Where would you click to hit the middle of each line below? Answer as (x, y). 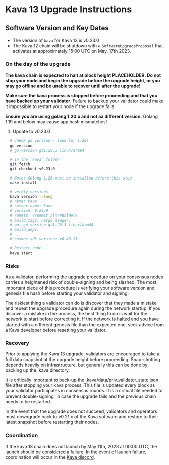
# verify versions (29, 192)
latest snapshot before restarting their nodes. (52, 422)
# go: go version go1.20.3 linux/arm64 (52, 225)
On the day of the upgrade (38, 64)
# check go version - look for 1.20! (49, 141)
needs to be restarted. (28, 402)
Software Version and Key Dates (57, 28)
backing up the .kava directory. (37, 370)
